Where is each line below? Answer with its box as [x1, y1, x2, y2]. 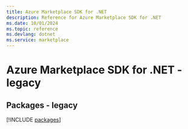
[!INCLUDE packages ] [6, 116, 61, 123]
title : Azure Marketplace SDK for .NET [6, 8, 107, 15]
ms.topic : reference [6, 25, 59, 32]
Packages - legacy [6, 100, 78, 110]
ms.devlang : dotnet [6, 31, 56, 38]
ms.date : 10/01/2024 [6, 20, 59, 26]
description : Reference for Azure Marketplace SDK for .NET [6, 15, 162, 21]
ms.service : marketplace [6, 37, 69, 43]
